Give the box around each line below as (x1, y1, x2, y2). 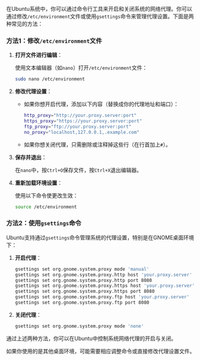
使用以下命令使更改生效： (14, 191, 78, 199)
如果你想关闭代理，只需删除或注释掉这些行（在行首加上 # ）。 (23, 140, 171, 148)
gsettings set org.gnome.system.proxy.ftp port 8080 (14, 299, 150, 306)
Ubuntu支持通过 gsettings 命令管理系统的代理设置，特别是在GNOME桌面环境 (6, 233, 195, 241)
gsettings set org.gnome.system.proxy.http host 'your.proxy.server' (14, 272, 193, 278)
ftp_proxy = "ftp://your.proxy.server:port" (23, 124, 132, 130)
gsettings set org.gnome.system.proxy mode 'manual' (14, 266, 150, 272)
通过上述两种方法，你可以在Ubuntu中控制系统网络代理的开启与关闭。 (6, 335, 177, 342)
